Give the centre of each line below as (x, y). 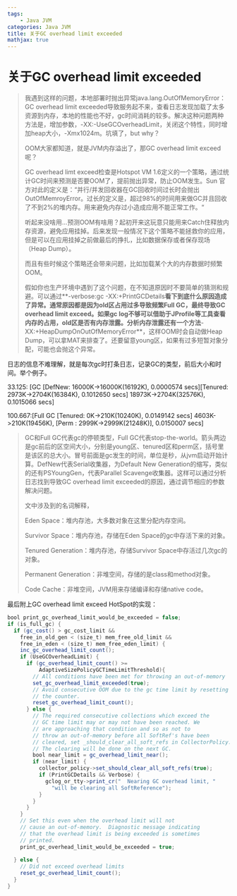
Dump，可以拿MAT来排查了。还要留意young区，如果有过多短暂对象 (123, 340)
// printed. (37, 840)
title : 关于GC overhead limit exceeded (65, 33)
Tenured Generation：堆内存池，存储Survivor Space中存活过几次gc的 (126, 551)
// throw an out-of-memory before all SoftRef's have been (121, 735)
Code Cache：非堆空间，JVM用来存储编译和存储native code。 (116, 589)
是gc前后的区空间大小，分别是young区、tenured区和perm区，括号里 (124, 447)
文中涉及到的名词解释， (59, 505)
